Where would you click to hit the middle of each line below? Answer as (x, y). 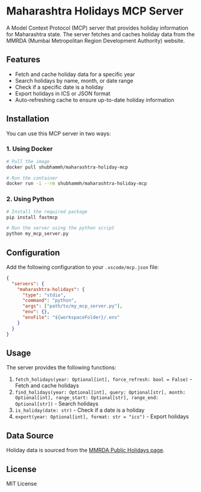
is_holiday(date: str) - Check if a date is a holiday (80, 410)
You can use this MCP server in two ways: (59, 133)
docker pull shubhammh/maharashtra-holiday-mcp (67, 167)
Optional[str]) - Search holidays (56, 404)
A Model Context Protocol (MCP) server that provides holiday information (97, 28)
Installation (28, 119)
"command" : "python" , (49, 301)
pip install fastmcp (32, 217)
